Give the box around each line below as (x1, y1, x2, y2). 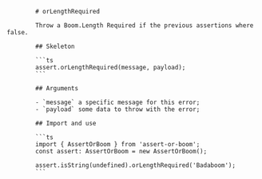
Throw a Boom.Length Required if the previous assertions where (35, 22, 254, 30)
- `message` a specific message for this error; (35, 98, 200, 106)
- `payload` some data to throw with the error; (35, 105, 200, 113)
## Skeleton (35, 42, 76, 50)
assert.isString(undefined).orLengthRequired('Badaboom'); (35, 161, 236, 169)
